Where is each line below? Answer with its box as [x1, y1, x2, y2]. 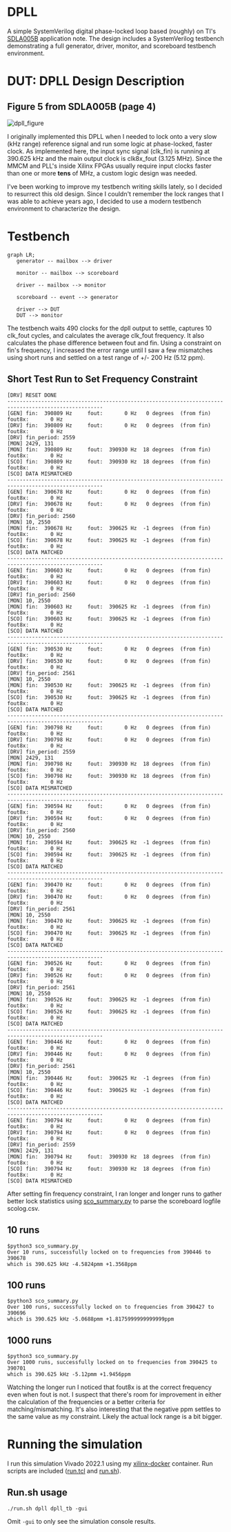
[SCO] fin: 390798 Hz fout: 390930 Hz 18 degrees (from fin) [7, 772, 212, 779]
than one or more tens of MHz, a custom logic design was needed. [7, 169, 198, 177]
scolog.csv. [7, 1204, 40, 1212]
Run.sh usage [7, 1486, 68, 1499]
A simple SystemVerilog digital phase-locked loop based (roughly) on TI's [7, 27, 216, 35]
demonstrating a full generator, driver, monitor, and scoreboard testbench [7, 41, 217, 50]
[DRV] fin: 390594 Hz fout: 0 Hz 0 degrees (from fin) [7, 814, 212, 822]
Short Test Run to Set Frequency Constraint [7, 374, 198, 385]
